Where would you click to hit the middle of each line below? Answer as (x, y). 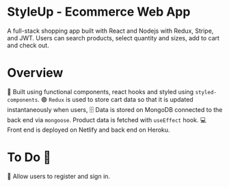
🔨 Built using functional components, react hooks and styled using (100, 91)
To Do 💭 (29, 157)
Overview (35, 73)
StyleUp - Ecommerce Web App (99, 12)
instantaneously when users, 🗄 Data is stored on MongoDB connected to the (115, 109)
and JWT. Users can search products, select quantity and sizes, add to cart (113, 38)
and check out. (28, 45)
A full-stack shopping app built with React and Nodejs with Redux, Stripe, (110, 31)
